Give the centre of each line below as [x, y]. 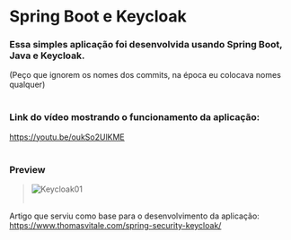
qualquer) [27, 85]
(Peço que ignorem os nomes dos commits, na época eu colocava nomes [145, 75]
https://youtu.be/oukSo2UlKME [67, 137]
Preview [27, 169]
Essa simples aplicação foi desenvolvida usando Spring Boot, [146, 45]
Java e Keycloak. [47, 56]
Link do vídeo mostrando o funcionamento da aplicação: [135, 117]
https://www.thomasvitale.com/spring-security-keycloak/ [115, 226]
